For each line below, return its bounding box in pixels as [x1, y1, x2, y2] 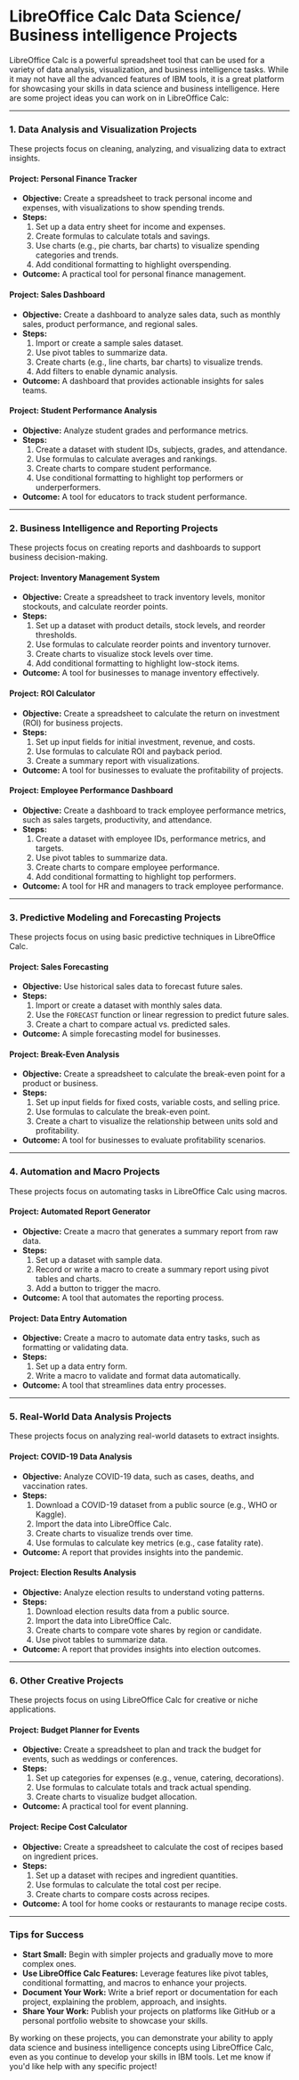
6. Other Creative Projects [9, 1674, 125, 1686]
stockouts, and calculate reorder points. [21, 602, 169, 612]
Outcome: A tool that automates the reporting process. [21, 1292, 224, 1303]
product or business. [21, 1078, 99, 1089]
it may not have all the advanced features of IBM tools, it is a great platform [9, 73, 285, 84]
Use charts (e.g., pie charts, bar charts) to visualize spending [35, 241, 260, 251]
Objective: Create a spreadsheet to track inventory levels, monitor [21, 592, 265, 602]
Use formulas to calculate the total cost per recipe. [35, 1879, 222, 1890]
